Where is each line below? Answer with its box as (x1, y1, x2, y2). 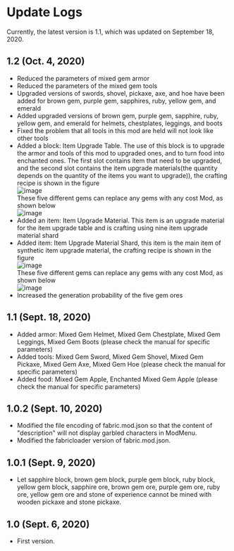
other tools (16, 134, 49, 142)
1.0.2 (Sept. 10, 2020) (6, 403, 103, 414)
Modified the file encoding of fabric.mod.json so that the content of (16, 422, 213, 430)
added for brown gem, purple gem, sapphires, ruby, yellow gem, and (16, 96, 216, 105)
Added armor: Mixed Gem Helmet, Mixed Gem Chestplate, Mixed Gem (16, 330, 221, 338)
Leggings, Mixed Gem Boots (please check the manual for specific (16, 337, 211, 346)
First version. (16, 537, 56, 545)
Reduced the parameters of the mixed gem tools (16, 82, 158, 90)
